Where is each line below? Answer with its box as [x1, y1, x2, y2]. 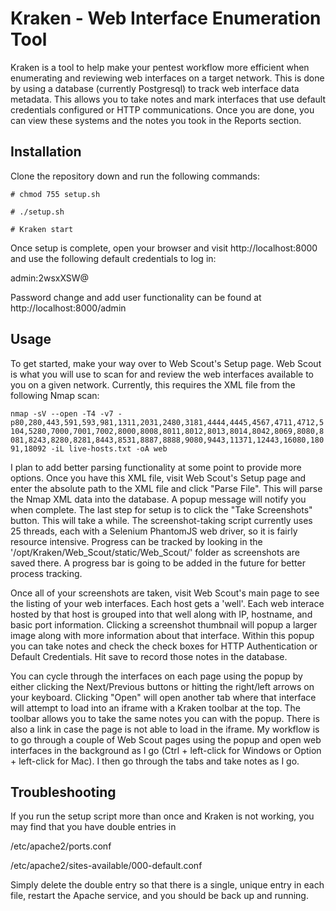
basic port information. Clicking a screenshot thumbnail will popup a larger [10, 618, 318, 631]
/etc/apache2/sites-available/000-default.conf [10, 860, 203, 872]
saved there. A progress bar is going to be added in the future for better [10, 557, 306, 569]
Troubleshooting [10, 783, 117, 801]
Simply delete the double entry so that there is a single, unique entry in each [10, 879, 325, 891]
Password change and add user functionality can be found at [10, 291, 262, 303]
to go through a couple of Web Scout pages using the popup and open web [10, 733, 322, 746]
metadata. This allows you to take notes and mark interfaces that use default [10, 93, 326, 105]
